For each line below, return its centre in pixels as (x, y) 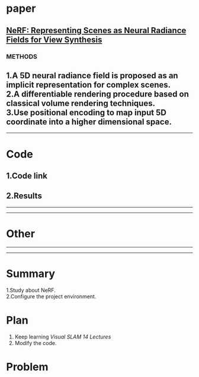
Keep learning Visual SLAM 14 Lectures (63, 337)
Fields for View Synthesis (54, 39)
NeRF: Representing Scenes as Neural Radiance (96, 30)
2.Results (24, 196)
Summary (31, 273)
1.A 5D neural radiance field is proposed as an (92, 75)
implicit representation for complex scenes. (89, 85)
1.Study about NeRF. (31, 290)
